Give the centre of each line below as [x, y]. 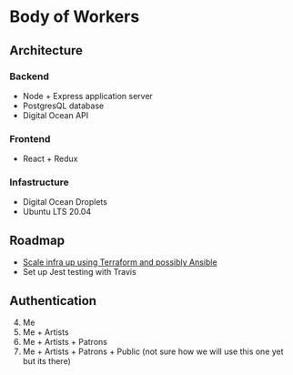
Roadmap [37, 240]
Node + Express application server [87, 96]
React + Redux [50, 159]
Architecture [46, 51]
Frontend [30, 138]
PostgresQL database [63, 106]
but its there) [46, 361]
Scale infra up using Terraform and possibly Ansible [120, 262]
